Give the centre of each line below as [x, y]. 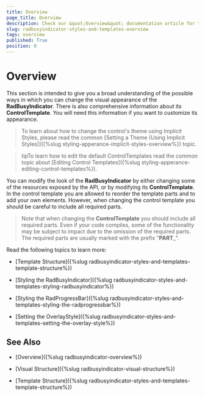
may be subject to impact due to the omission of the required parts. [106, 231]
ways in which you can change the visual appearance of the [82, 100]
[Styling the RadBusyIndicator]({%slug [64, 280]
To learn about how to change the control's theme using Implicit [101, 131]
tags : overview [26, 35]
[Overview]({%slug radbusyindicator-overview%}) [78, 357]
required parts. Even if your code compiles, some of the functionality [108, 225]
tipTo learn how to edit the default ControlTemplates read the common [110, 156]
